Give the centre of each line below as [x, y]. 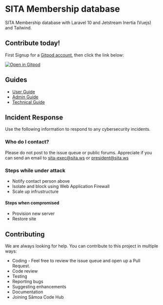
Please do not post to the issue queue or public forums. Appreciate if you [79, 152]
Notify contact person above [41, 181]
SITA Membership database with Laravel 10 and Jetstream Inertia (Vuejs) [78, 23]
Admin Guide [25, 97]
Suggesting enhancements [39, 286]
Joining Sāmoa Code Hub [38, 297]
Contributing [25, 234]
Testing [20, 276]
